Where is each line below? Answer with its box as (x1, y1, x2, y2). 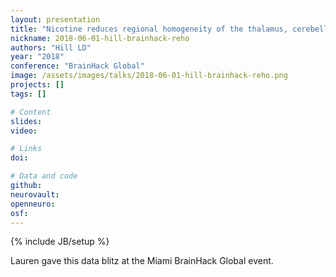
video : (10, 126, 38, 136)
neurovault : (10, 189, 60, 200)
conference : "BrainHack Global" (10, 61, 145, 71)
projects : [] (10, 80, 65, 90)
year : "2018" (10, 52, 65, 62)
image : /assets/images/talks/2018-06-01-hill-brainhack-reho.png (10, 71, 288, 81)
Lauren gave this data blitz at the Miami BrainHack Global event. (10, 255, 274, 267)
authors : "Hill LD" (10, 42, 92, 53)
